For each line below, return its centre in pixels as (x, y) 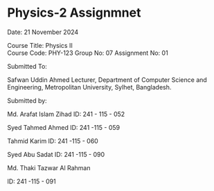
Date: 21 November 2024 (43, 32)
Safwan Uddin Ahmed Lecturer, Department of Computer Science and (107, 80)
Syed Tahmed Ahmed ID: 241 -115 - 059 (64, 127)
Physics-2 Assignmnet (74, 13)
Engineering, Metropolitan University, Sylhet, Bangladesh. (89, 87)
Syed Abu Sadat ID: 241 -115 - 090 (56, 154)
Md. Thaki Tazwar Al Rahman (49, 167)
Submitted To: (27, 66)
